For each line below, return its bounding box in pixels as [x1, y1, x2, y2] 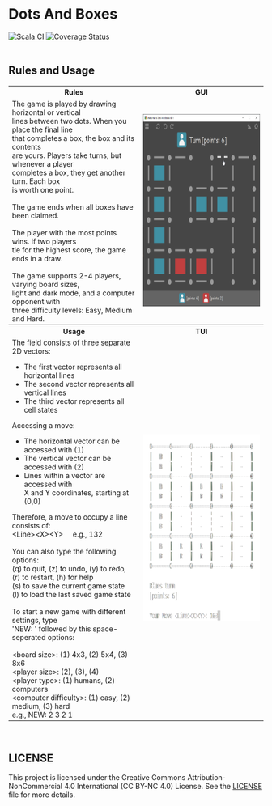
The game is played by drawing [11, 99, 117, 108]
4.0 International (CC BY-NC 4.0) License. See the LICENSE [64, 782, 263, 791]
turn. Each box [11, 176, 61, 186]
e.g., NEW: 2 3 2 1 [11, 710, 73, 719]
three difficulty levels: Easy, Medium [11, 305, 133, 315]
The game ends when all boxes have [11, 201, 134, 211]
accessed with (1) [23, 444, 85, 454]
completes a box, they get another [11, 168, 126, 177]
